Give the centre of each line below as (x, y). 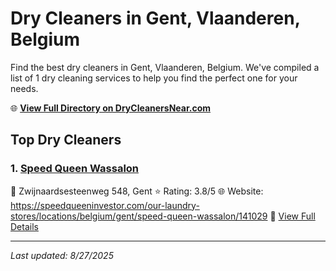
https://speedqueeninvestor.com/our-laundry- (105, 205)
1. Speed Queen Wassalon (75, 169)
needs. (24, 88)
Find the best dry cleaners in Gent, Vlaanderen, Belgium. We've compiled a (165, 67)
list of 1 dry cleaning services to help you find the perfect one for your (154, 78)
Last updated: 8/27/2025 (62, 255)
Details (24, 226)
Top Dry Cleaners (66, 140)
